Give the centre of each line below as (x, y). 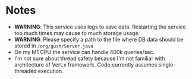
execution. (51, 71)
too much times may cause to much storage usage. (77, 33)
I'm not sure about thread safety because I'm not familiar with (89, 58)
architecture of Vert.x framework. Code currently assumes (86, 64)
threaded (25, 71)
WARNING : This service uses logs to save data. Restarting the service (100, 27)
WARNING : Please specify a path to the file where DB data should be (99, 39)
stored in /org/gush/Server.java (53, 46)
